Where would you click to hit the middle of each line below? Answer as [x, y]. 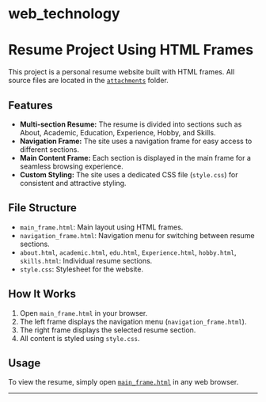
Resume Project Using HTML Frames [131, 50]
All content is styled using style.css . [80, 338]
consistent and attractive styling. [73, 183]
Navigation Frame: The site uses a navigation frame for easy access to [136, 141]
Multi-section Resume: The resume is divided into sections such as [131, 124]
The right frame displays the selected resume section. [108, 330]
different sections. [49, 149]
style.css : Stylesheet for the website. [82, 269]
